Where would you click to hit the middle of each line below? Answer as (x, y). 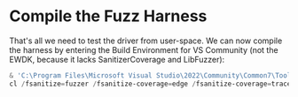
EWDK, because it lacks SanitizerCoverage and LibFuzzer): (117, 59)
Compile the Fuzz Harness (108, 16)
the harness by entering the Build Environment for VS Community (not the (144, 49)
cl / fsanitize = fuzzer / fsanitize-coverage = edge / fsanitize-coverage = (141, 84)
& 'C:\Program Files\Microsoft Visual (81, 75)
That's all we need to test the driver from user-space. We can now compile (146, 41)
